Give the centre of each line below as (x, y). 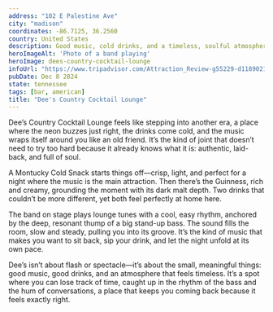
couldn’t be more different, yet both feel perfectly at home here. (115, 199)
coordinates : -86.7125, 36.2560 (63, 31)
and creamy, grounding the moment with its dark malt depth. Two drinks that (136, 190)
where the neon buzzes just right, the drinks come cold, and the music (127, 131)
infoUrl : (23, 69)
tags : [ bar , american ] (47, 92)
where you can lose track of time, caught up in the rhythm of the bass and (133, 283)
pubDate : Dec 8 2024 (43, 77)
